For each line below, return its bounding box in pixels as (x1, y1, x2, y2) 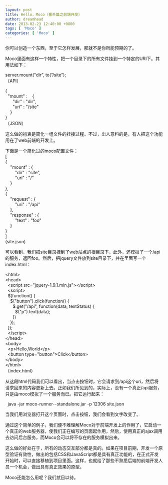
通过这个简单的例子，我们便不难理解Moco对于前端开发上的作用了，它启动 (5, 422, 157, 428)
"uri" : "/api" (14, 201, 40, 207)
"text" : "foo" (14, 217, 41, 223)
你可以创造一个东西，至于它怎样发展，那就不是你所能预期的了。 (5, 45, 136, 51)
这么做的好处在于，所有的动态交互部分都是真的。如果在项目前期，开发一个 (5, 445, 158, 451)
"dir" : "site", (14, 170, 41, 175)
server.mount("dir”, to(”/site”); (5, 72, 66, 78)
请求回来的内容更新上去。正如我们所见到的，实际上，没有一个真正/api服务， (5, 385, 162, 390)
